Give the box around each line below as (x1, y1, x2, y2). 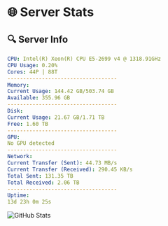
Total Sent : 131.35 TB (7, 172, 73, 179)
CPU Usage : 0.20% (7, 62, 58, 69)
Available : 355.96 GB (7, 94, 71, 101)
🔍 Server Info (7, 33, 69, 45)
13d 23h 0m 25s (7, 199, 52, 206)
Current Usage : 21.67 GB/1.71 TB (7, 113, 105, 121)
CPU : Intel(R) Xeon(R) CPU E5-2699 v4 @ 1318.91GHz (7, 55, 161, 62)
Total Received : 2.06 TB (7, 179, 80, 186)
